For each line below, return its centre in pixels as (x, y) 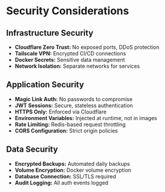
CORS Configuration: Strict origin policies (66, 130)
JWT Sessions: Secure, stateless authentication (74, 105)
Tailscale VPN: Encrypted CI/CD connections (70, 53)
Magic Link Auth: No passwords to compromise (74, 99)
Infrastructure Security (50, 33)
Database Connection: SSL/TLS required (65, 176)
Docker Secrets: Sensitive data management (70, 60)
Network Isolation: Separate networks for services (77, 66)
